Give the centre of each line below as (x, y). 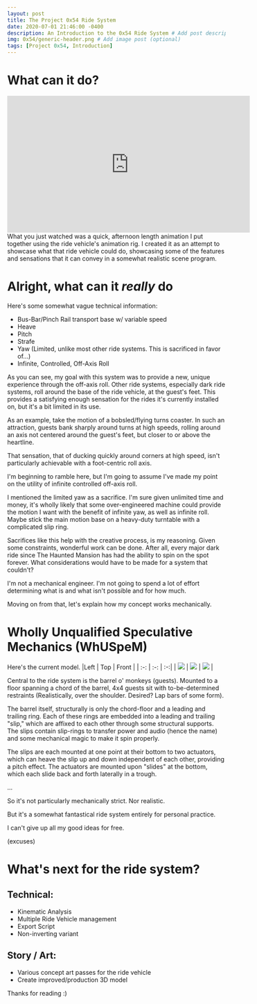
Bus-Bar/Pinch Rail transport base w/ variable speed (92, 319)
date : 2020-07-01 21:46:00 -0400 (55, 26)
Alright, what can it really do (90, 287)
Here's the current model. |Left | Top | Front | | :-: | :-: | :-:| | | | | (110, 667)
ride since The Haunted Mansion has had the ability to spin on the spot (108, 555)
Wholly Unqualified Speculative (100, 632)
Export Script (36, 926)
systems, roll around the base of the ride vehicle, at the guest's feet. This (112, 392)
